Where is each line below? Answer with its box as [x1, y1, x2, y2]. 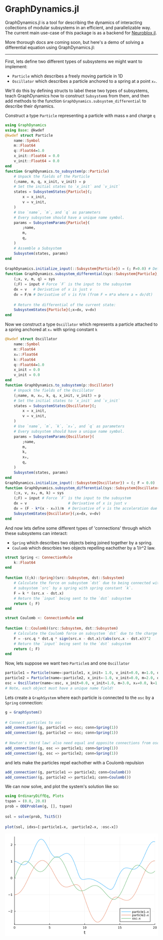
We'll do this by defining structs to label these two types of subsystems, [5, 88, 149, 93]
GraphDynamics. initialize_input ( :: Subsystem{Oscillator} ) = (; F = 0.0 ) [5, 480, 155, 485]
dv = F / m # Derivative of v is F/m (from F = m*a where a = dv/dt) [14, 292, 153, 297]
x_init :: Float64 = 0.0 [14, 153, 60, 159]
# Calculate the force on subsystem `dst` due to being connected [14, 581, 151, 586]
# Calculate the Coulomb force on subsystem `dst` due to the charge [14, 631, 158, 636]
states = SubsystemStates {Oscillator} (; [14, 403, 97, 408]
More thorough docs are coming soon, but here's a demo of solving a [5, 39, 144, 45]
